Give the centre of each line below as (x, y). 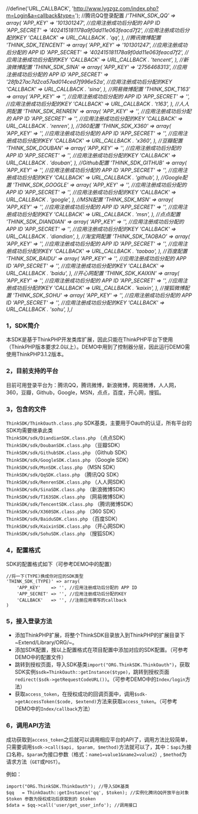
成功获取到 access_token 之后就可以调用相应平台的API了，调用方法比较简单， (98, 739)
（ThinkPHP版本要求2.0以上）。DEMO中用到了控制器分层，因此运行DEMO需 (98, 347)
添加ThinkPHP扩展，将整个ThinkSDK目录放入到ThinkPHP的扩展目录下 (100, 635)
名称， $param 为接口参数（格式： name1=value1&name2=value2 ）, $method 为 (99, 754)
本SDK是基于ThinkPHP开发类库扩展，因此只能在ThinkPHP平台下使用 (90, 340)
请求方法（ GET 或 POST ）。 (35, 762)
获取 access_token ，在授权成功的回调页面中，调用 (74, 694)
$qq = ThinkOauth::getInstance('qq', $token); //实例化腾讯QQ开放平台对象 (98, 793)
